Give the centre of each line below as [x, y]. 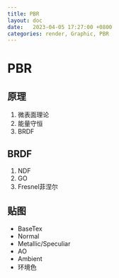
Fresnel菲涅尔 [38, 187]
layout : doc [25, 21]
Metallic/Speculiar [44, 243]
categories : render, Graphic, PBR [58, 34]
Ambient [30, 258]
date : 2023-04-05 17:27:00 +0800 [60, 27]
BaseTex [30, 228]
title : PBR [23, 14]
